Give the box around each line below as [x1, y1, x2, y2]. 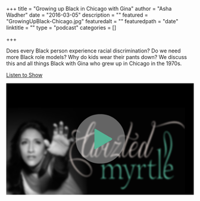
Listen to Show [6, 72, 43, 78]
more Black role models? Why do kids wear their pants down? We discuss [6, 54, 187, 60]
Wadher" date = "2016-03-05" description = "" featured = [6, 11, 149, 18]
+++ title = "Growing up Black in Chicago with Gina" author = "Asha [6, 5, 172, 12]
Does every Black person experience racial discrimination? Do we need [6, 47, 181, 54]
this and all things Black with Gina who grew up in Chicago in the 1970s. [6, 60, 182, 67]
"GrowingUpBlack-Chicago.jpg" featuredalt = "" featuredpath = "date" [6, 18, 179, 24]
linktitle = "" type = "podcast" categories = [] [6, 24, 117, 31]
